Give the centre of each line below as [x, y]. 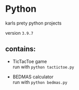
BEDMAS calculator [33, 77]
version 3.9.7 [19, 33]
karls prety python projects [33, 23]
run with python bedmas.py [40, 82]
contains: [21, 49]
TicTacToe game [30, 61]
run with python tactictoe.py [43, 66]
